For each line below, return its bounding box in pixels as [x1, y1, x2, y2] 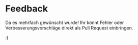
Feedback [5, 3, 48, 14]
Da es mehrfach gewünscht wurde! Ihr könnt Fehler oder [5, 19, 124, 25]
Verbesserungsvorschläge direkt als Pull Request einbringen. [5, 24, 133, 30]
